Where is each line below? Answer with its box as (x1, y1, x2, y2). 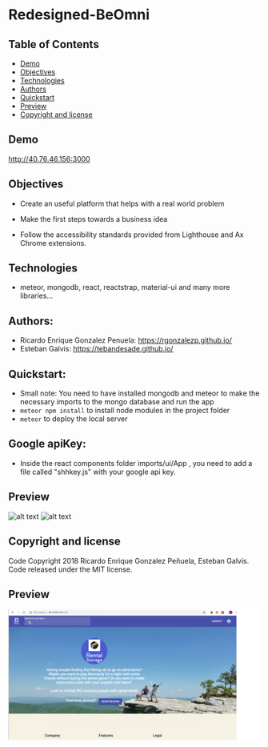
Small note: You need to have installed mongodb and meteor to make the (19, 388, 260, 398)
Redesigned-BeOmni (8, 6, 150, 24)
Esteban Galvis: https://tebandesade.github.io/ (19, 344, 174, 354)
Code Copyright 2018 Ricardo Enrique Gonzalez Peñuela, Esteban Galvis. (8, 556, 250, 565)
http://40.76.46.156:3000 (8, 154, 90, 163)
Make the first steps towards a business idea (19, 214, 168, 223)
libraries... (19, 291, 54, 301)
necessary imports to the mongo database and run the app (19, 397, 214, 407)
